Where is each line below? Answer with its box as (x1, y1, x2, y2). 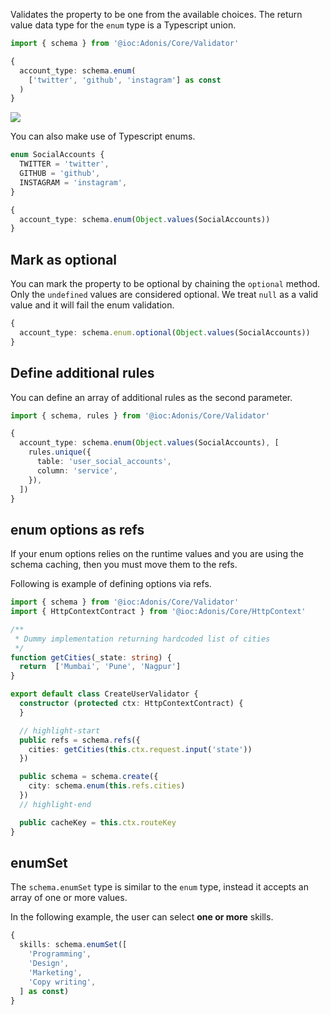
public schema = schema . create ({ (19, 772, 159, 782)
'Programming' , (28, 949, 92, 959)
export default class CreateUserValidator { (10, 689, 199, 699)
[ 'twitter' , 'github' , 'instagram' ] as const (28, 75, 222, 85)
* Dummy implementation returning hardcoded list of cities (14, 634, 271, 644)
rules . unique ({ (28, 447, 92, 458)
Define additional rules (10, 365, 155, 382)
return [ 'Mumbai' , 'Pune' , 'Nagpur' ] (19, 662, 182, 672)
